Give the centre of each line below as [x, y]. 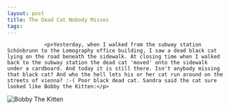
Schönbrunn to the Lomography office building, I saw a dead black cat [112, 51]
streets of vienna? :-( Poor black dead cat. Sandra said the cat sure [112, 81]
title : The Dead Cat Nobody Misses [58, 20]
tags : [15, 26]
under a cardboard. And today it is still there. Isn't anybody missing [114, 69]
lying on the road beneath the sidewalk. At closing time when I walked [114, 57]
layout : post [26, 13]
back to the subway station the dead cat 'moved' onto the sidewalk [107, 63]
